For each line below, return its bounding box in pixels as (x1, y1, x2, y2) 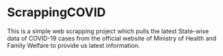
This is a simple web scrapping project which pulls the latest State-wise (7, 27, 209, 35)
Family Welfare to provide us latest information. (7, 41, 140, 49)
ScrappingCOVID (7, 5, 106, 20)
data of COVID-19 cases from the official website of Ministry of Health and (7, 34, 217, 42)
